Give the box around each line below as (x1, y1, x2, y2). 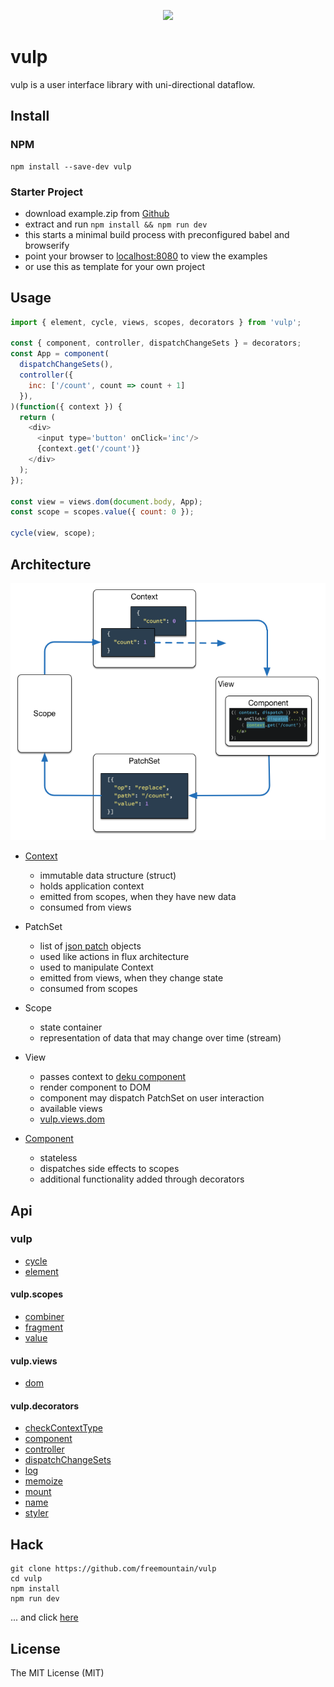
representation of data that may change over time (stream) (39, 1032, 282, 1044)
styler (24, 1507, 49, 1519)
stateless (39, 1152, 78, 1164)
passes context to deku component (39, 1071, 187, 1083)
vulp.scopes (10, 1288, 64, 1300)
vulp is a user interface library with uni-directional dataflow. (10, 78, 256, 90)
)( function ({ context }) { (10, 401, 123, 412)
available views (39, 1103, 103, 1115)
